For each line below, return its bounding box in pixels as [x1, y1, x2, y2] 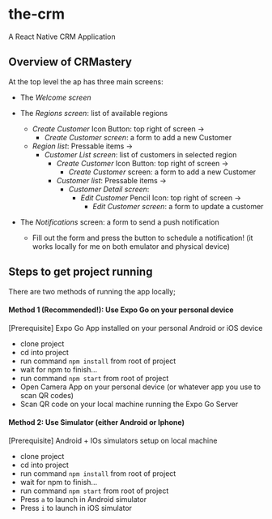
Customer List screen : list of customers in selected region [44, 149, 237, 159]
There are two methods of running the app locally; [8, 286, 176, 296]
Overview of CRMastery [8, 55, 132, 69]
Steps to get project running [8, 265, 153, 279]
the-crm [8, 5, 66, 24]
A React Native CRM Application [8, 32, 116, 41]
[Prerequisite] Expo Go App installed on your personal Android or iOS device [8, 323, 263, 332]
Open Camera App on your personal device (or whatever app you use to [19, 382, 261, 392]
